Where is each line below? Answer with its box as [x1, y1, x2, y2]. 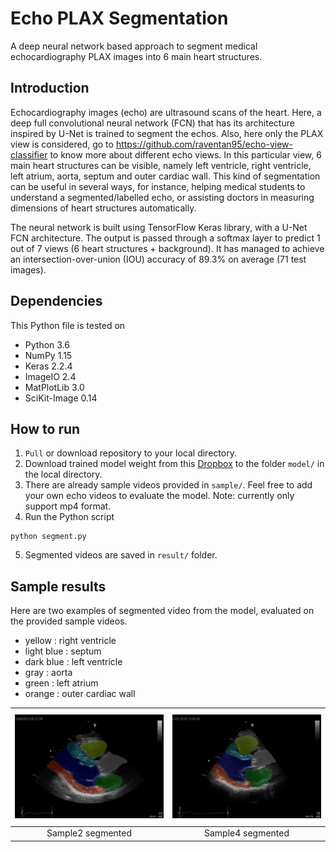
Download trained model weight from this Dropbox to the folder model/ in [24, 458, 325, 470]
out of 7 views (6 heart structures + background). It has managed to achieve [10, 242, 325, 254]
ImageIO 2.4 [24, 370, 77, 382]
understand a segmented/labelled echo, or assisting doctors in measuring [10, 191, 315, 203]
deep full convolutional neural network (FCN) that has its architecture [10, 117, 295, 129]
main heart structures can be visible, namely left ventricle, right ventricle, [10, 159, 312, 171]
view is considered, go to [10, 138, 114, 150]
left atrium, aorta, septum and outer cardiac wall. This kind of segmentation [10, 170, 321, 182]
